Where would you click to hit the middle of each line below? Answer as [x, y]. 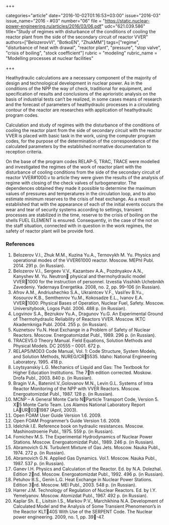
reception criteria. [24, 152]
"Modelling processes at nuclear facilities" [50, 58]
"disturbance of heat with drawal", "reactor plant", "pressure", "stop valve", [83, 48]
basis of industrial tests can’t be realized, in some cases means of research [84, 99]
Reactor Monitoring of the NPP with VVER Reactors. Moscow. [76, 389]
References [20, 244]
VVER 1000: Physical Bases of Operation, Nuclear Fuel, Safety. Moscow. [89, 303]
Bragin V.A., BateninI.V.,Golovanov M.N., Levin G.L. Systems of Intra [83, 384]
